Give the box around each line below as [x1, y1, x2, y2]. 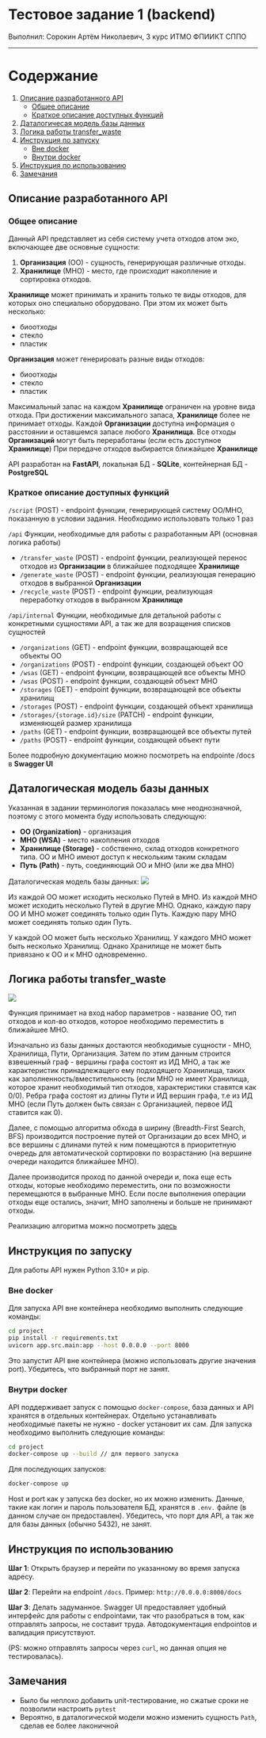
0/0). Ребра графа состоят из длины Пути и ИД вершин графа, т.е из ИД [8, 1091, 253, 1101]
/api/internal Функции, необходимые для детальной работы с [8, 610, 222, 620]
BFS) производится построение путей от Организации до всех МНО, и [8, 1132, 247, 1141]
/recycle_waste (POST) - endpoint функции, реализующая [19, 586, 213, 596]
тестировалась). [8, 1651, 64, 1661]
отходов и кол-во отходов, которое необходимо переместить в [8, 1017, 224, 1026]
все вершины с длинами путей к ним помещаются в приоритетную [8, 1140, 237, 1150]
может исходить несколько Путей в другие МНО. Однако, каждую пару [8, 900, 252, 910]
